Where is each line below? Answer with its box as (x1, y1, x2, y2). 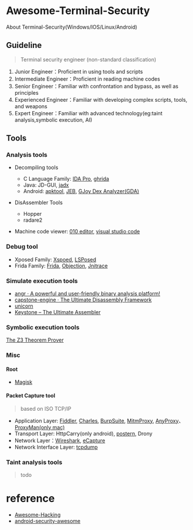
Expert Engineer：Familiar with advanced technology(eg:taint (14, 109, 163, 116)
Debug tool (6, 243, 38, 251)
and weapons (14, 102, 48, 109)
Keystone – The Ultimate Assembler (14, 309, 101, 316)
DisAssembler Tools (14, 199, 63, 206)
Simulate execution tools (6, 277, 78, 285)
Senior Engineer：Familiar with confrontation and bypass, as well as (14, 82, 178, 90)
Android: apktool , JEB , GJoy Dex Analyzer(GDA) (23, 188, 139, 195)
